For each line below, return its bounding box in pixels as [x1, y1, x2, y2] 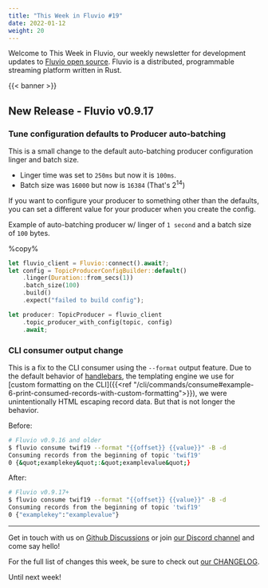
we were [199, 388, 227, 398]
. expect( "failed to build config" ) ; [22, 297, 145, 305]
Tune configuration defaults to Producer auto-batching [8, 128, 226, 139]
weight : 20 [8, 26, 45, 34]
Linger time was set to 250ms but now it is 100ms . [19, 170, 177, 180]
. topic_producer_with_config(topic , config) [22, 318, 173, 326]
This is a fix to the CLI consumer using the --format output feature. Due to [8, 362, 252, 372]
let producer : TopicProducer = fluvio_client [8, 310, 162, 318]
